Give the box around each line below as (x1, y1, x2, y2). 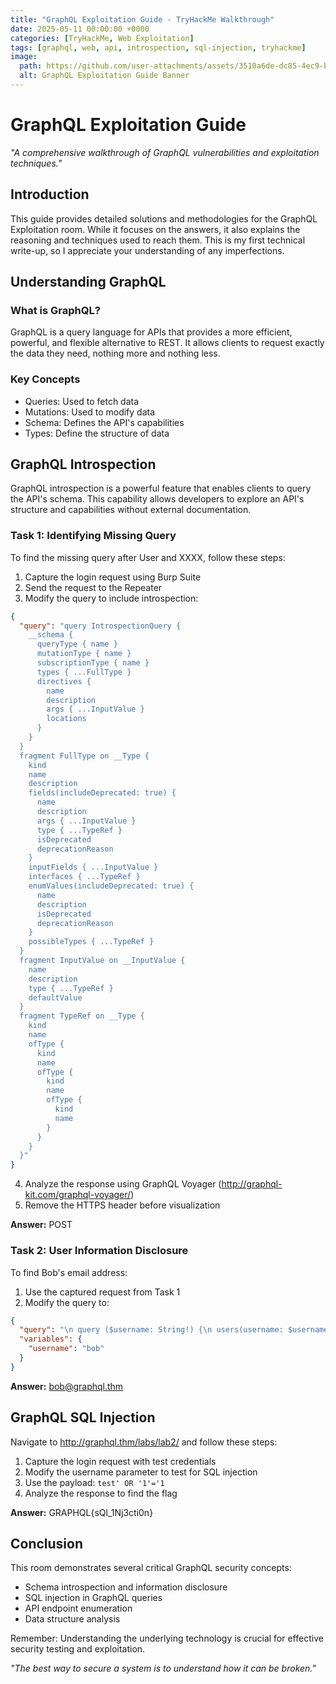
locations (46, 714, 87, 724)
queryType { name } (36, 639, 118, 650)
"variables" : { (19, 1334, 83, 1345)
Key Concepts (10, 372, 81, 386)
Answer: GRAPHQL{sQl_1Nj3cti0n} (10, 1506, 154, 1518)
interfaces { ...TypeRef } (28, 872, 141, 882)
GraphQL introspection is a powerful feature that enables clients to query (10, 482, 312, 495)
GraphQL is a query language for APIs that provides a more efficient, (10, 326, 293, 338)
